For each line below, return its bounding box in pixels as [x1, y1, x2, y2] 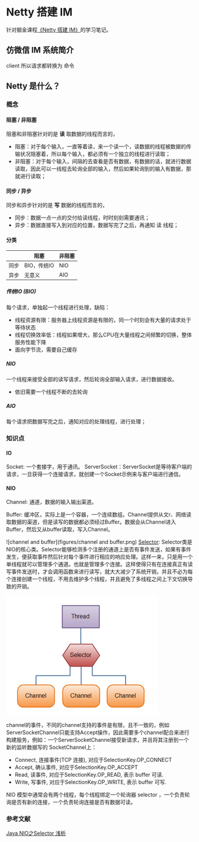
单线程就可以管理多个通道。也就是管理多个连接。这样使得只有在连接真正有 [6, 561, 188, 568]
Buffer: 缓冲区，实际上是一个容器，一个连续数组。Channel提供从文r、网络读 [6, 511, 191, 518]
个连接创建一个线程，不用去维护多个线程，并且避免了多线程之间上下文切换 [6, 576, 188, 583]
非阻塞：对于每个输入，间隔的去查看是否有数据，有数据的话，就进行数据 [14, 158, 191, 165]
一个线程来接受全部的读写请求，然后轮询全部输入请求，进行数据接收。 [6, 376, 178, 383]
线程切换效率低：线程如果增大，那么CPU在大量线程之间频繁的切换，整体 [14, 331, 192, 339]
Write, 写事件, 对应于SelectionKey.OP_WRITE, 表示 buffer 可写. [14, 779, 167, 786]
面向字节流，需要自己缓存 [14, 346, 78, 353]
